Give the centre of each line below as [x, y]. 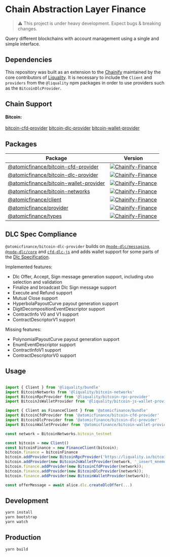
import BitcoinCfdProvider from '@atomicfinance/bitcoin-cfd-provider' [82, 415]
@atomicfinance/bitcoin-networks [49, 192]
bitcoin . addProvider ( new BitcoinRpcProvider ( [54, 457]
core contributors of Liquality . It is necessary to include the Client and [79, 77]
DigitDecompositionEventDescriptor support [59, 309]
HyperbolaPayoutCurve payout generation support [66, 303]
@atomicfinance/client [35, 200]
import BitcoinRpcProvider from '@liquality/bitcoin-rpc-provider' [78, 397]
